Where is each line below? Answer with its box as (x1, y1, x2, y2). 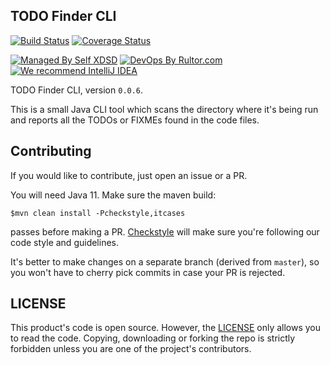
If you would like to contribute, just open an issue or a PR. (10, 169, 248, 181)
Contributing (10, 143, 92, 160)
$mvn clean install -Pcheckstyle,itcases (10, 208, 186, 218)
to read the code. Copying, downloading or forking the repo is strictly (10, 332, 296, 344)
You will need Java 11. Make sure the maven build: (10, 189, 217, 201)
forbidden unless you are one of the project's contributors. (10, 343, 252, 355)
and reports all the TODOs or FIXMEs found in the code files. (10, 114, 260, 126)
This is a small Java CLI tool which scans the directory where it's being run (10, 103, 319, 115)
